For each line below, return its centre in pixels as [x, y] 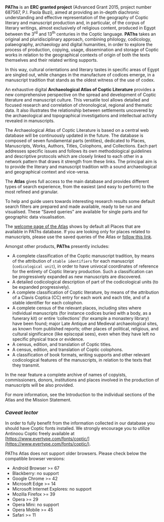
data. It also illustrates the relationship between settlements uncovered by [80, 110]
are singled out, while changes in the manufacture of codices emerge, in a [80, 75]
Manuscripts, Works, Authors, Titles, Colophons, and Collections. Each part [81, 146]
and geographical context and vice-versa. [47, 172]
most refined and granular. [32, 192]
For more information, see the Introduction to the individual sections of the [80, 395]
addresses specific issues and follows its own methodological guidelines [78, 151]
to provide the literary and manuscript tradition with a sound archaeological [81, 167]
